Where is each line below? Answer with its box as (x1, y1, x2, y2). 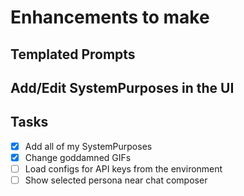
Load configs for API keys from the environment (24, 162, 223, 175)
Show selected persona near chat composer (24, 174, 208, 186)
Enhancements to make (10, 6, 210, 29)
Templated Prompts (10, 46, 136, 63)
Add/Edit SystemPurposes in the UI (10, 79, 235, 96)
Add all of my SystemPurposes (24, 140, 153, 152)
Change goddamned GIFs (24, 151, 132, 163)
